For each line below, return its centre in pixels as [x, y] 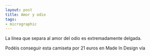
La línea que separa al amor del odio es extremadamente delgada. [73, 38]
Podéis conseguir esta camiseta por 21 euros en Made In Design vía [75, 48]
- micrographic [21, 24]
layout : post [19, 10]
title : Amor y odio [26, 15]
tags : [11, 19]
